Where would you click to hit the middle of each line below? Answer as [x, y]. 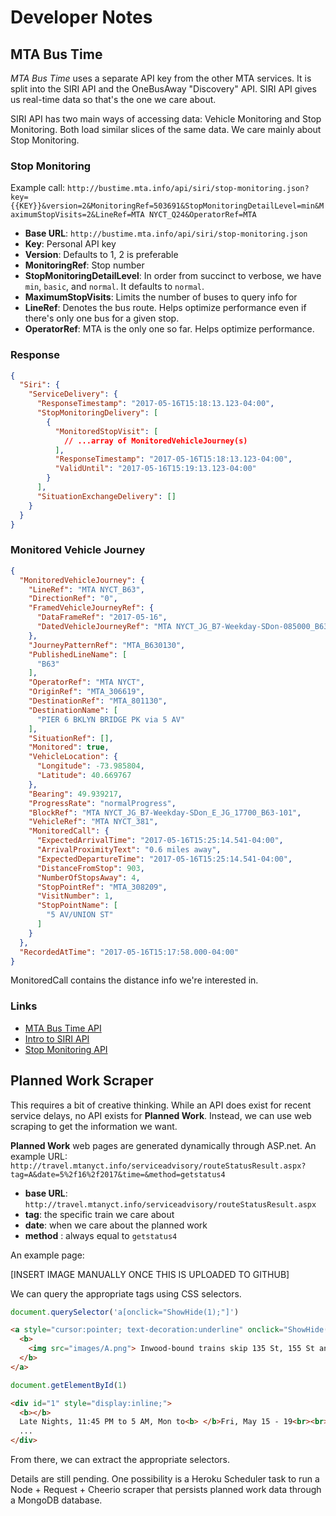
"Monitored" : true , [69, 747]
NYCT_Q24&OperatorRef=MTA [202, 215]
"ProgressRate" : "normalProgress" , [102, 803]
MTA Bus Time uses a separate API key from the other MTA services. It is [161, 78]
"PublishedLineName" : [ [78, 654]
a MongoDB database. [56, 1500]
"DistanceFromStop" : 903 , [90, 868]
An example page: [47, 1255]
